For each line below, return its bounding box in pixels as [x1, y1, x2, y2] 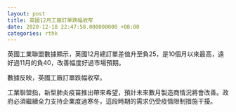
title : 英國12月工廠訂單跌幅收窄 [7, 17, 93, 24]
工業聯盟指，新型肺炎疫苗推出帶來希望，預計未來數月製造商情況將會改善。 [7, 88, 223, 97]
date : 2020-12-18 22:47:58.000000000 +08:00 [7, 23, 140, 30]
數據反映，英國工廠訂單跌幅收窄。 [7, 73, 106, 82]
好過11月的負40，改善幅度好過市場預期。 [7, 59, 125, 67]
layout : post [7, 10, 46, 17]
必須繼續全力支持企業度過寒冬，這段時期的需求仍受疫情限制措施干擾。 [13, 97, 216, 106]
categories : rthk [7, 29, 58, 37]
